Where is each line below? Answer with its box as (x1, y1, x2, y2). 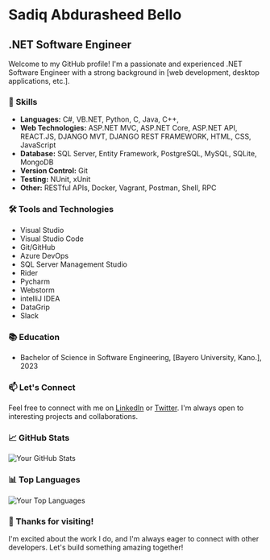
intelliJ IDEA (19, 293, 60, 303)
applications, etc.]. (8, 77, 70, 85)
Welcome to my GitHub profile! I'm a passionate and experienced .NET (8, 59, 243, 68)
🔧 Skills (8, 96, 38, 107)
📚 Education (8, 331, 60, 342)
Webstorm (19, 284, 55, 295)
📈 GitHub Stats (8, 433, 70, 444)
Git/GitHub (19, 242, 56, 251)
